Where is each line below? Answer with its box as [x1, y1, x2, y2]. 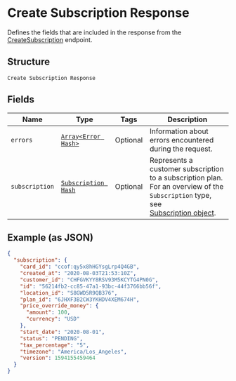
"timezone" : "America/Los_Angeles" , [20, 348, 128, 355]
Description [167, 114, 208, 124]
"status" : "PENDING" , [20, 335, 83, 342]
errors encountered [150, 135, 214, 145]
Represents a [150, 155, 193, 165]
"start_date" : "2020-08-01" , [20, 328, 105, 335]
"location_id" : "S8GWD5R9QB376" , [20, 289, 118, 296]
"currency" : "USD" [25, 316, 80, 323]
